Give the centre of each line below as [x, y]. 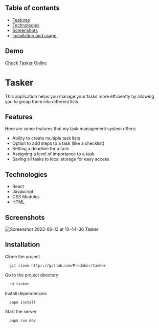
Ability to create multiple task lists [46, 138]
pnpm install [23, 302]
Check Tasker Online [26, 63]
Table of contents [32, 8]
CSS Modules [26, 197]
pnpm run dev [23, 321]
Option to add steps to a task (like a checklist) [58, 143]
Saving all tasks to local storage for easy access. [61, 159]
